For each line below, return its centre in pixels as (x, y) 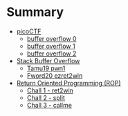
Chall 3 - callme (49, 105)
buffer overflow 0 (52, 38)
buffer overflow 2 (52, 53)
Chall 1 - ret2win (50, 90)
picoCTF (29, 31)
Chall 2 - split (46, 97)
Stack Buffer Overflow (48, 60)
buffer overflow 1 (51, 46)
